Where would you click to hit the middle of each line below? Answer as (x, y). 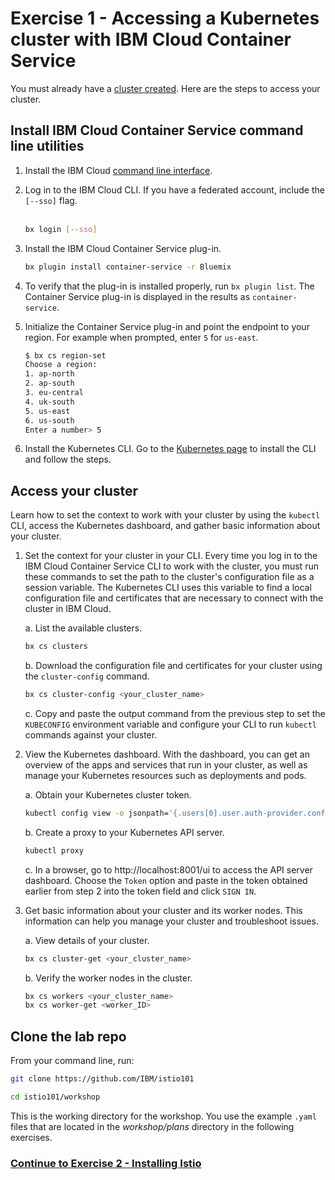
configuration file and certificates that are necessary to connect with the (174, 598)
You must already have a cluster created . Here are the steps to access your (165, 88)
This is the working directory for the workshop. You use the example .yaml (163, 1116)
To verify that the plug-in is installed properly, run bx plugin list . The (169, 286)
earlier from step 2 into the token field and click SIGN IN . (140, 891)
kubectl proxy (54, 850)
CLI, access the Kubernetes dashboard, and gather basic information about (165, 526)
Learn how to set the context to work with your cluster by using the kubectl (165, 515)
